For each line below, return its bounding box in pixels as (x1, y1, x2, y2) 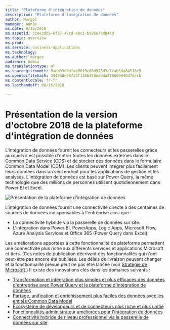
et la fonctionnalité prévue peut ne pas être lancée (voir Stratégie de (5, 261, 148, 267)
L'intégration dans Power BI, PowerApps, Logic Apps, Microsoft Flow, (12, 224, 157, 230)
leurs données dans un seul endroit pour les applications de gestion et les (5, 168, 159, 174)
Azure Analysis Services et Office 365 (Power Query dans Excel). (12, 230, 149, 236)
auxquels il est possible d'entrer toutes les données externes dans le (5, 152, 148, 158)
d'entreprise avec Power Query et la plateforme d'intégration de (12, 281, 146, 288)
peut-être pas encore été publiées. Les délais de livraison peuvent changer (5, 256, 162, 262)
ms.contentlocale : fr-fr (5, 78, 58, 83)
